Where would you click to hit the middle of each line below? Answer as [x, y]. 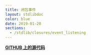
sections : [15, 28]
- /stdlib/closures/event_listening [48, 33]
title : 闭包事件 [20, 10]
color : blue [17, 19]
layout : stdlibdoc [24, 14]
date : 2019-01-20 [23, 24]
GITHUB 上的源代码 [25, 47]
